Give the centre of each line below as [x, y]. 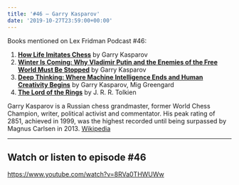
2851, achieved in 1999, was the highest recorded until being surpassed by [117, 120]
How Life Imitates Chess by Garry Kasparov [83, 55]
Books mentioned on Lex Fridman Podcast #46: [77, 40]
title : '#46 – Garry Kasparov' [54, 14]
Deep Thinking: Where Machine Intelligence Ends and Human [110, 77]
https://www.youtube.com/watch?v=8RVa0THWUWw [86, 174]
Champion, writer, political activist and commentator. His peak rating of [111, 113]
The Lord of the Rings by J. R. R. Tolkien [77, 92]
